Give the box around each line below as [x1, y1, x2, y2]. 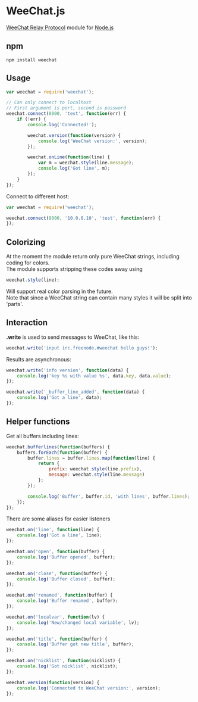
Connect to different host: [6, 192, 70, 200]
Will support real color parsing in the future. [6, 288, 113, 295]
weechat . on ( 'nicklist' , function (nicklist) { [6, 658, 121, 664]
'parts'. [6, 301, 24, 307]
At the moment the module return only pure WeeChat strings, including [6, 253, 180, 260]
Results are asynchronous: [6, 355, 71, 363]
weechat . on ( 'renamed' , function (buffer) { [6, 592, 113, 598]
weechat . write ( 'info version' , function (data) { [6, 367, 129, 373]
